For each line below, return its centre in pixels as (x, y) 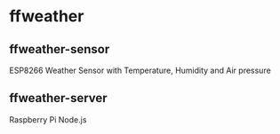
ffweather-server (59, 98)
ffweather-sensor (60, 49)
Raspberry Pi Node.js (48, 119)
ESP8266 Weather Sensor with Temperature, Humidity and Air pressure (140, 70)
